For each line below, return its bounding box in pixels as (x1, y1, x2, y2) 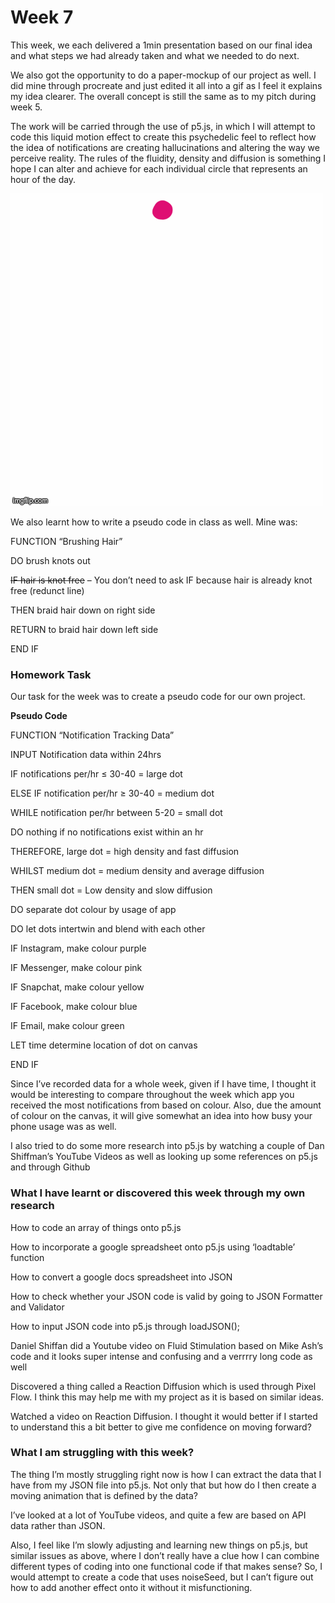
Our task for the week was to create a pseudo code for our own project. (10, 691, 306, 703)
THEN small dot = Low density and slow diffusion (10, 884, 213, 896)
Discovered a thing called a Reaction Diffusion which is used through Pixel (10, 1380, 317, 1392)
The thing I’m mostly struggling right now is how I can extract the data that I (10, 1468, 322, 1480)
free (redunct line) (10, 584, 85, 596)
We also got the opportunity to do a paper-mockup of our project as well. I (10, 69, 317, 81)
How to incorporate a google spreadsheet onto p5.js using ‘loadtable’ (10, 1241, 296, 1253)
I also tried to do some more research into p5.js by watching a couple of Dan (10, 1140, 325, 1152)
